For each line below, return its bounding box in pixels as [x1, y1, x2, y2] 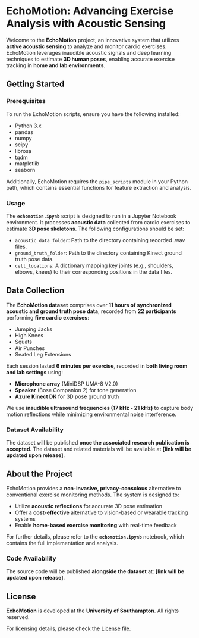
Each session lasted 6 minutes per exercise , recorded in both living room [6, 362, 188, 370]
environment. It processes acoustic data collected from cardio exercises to [6, 218, 191, 226]
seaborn [14, 166, 36, 173]
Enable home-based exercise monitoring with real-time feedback [14, 521, 177, 528]
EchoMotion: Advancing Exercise [6, 4, 174, 18]
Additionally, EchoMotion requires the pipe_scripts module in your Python [6, 177, 188, 185]
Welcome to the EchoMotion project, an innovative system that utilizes [6, 36, 179, 43]
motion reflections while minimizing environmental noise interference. [6, 411, 177, 418]
